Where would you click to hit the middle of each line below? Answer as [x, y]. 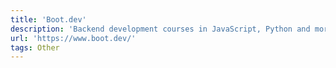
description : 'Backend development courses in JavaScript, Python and [160, 29]
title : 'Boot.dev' [48, 19]
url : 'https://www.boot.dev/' [73, 38]
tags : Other [35, 47]
